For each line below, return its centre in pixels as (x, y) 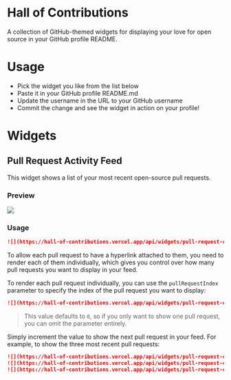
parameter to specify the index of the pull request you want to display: (107, 291)
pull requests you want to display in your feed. (73, 270)
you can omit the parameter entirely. (75, 324)
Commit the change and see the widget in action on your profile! (108, 107)
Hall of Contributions (68, 13)
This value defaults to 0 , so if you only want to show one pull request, (122, 316)
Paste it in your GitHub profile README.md (78, 93)
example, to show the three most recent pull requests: (84, 344)
